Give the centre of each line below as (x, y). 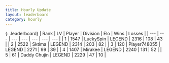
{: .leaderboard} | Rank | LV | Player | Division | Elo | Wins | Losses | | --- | (82, 34)
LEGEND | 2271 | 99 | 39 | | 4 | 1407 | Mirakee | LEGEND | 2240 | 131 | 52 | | (83, 50)
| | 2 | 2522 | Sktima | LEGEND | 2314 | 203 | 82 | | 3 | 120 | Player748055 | (83, 44)
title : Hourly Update (28, 10)
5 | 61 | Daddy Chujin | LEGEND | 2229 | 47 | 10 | (56, 55)
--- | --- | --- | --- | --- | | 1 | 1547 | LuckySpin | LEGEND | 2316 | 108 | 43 (87, 39)
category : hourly (24, 19)
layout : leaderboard (27, 15)
